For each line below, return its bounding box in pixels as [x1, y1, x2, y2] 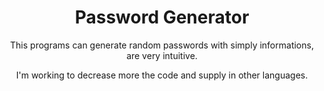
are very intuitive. [126, 49, 198, 61]
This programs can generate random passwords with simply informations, [10, 39, 314, 51]
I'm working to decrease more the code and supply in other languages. [15, 69, 309, 81]
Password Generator [74, 6, 250, 29]
